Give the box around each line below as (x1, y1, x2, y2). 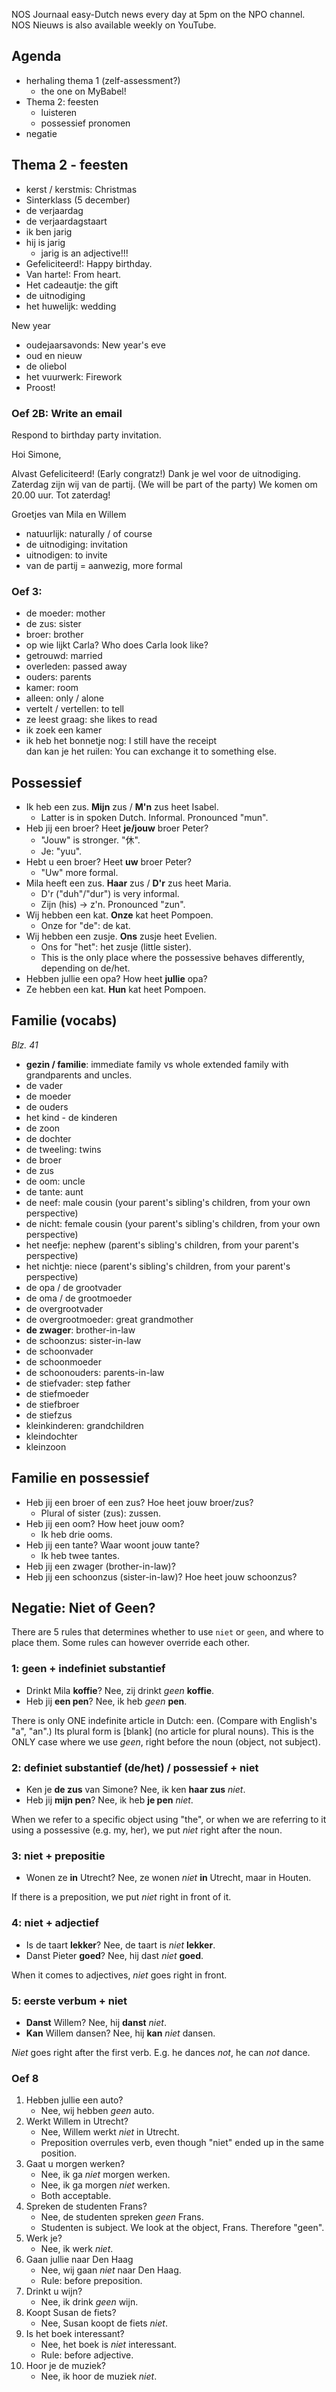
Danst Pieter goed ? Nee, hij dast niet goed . (25, 1949, 204, 1961)
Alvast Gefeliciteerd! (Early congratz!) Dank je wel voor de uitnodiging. (11, 467, 301, 479)
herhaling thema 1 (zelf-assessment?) (25, 74, 181, 86)
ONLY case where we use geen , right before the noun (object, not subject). (11, 1735, 321, 1748)
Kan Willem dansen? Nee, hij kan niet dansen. (25, 2027, 216, 2039)
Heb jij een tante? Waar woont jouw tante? (25, 1539, 200, 1551)
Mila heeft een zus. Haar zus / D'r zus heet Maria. (25, 877, 232, 889)
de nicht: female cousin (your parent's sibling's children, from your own (25, 1217, 321, 1229)
